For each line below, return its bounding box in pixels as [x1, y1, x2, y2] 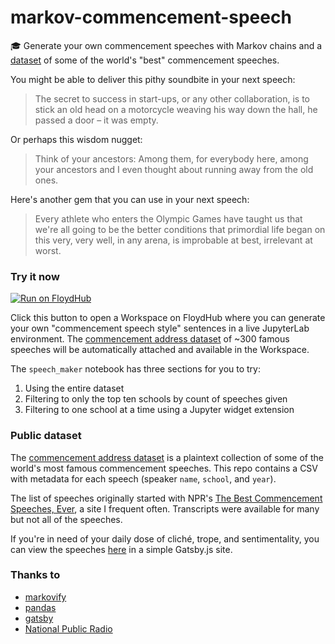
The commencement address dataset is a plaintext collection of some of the [10, 451, 324, 463]
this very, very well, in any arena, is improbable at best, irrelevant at [34, 234, 313, 246]
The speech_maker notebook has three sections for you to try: [10, 363, 261, 375]
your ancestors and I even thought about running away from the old [34, 163, 314, 175]
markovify [24, 591, 67, 603]
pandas [24, 601, 57, 613]
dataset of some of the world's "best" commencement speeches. [10, 54, 280, 66]
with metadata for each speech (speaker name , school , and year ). [10, 472, 277, 485]
